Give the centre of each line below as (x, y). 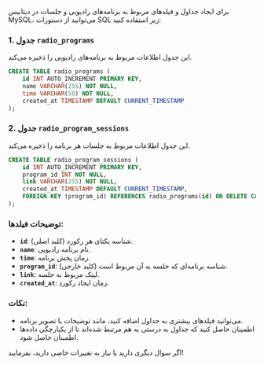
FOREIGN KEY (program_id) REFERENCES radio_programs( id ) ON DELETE (135, 197)
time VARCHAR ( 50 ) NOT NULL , (68, 94)
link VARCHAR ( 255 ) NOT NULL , (70, 182)
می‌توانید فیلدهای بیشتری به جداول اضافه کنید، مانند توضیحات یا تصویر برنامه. (131, 320)
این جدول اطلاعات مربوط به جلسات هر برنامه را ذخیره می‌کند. (99, 146)
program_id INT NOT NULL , (65, 175)
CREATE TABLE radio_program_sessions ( (73, 160)
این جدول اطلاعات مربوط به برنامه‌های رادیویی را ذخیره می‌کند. (100, 57)
